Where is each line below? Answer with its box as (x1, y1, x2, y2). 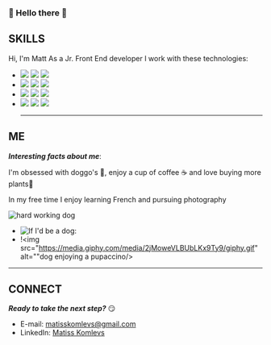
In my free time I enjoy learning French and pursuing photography (8, 194, 227, 204)
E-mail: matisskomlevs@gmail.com (19, 319, 136, 329)
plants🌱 (8, 179, 34, 189)
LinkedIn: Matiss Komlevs (19, 328, 105, 338)
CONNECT (8, 282, 63, 296)
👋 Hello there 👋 (8, 7, 67, 19)
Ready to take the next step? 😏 (8, 304, 116, 314)
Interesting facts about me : (8, 151, 102, 160)
